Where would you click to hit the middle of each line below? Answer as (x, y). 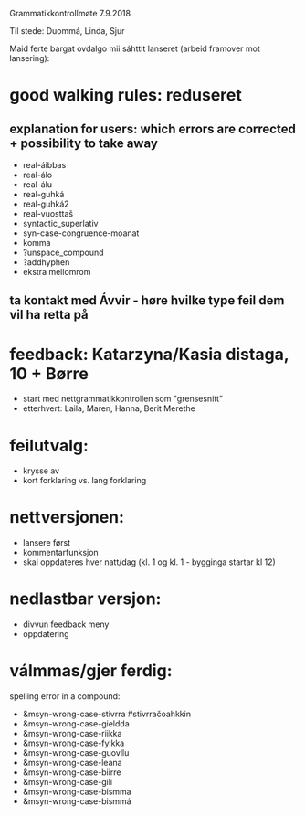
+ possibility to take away (84, 143)
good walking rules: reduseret (126, 95)
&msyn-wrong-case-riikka (72, 734)
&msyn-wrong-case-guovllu (76, 753)
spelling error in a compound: (65, 696)
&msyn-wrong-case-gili (67, 782)
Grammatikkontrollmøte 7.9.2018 (70, 13)
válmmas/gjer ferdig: (91, 671)
